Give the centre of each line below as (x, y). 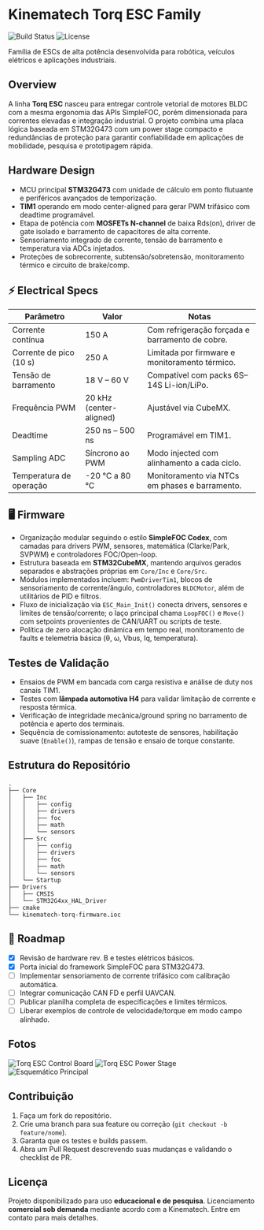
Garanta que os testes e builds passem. (83, 1140)
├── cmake (24, 908)
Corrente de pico (43, 352)
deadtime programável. (57, 214)
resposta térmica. (48, 707)
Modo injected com (183, 453)
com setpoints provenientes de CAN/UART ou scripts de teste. (121, 621)
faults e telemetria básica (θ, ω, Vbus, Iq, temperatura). (109, 638)
